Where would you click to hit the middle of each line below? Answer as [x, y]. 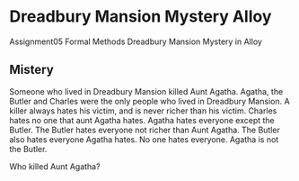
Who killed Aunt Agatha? [55, 166]
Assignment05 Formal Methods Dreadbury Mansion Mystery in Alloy [136, 41]
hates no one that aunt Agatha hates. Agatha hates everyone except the [142, 120]
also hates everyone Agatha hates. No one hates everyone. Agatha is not [144, 139]
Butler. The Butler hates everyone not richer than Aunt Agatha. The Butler [145, 130]
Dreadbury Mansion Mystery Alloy [141, 17]
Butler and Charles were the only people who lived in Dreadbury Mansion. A [149, 101]
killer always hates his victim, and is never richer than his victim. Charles [143, 111]
